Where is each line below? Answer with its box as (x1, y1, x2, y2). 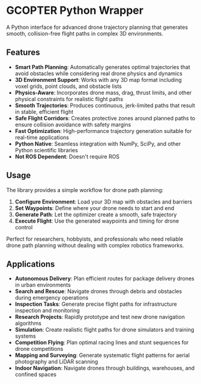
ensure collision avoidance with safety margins (14, 121, 131, 128)
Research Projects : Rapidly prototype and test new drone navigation (14, 314, 185, 321)
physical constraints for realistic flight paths (14, 95, 124, 102)
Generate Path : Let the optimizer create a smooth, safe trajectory (14, 211, 177, 218)
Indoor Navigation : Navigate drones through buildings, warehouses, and (14, 365, 195, 372)
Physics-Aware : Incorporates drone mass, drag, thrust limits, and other (14, 88, 192, 96)
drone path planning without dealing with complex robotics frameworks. (6, 241, 184, 249)
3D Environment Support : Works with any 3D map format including (14, 76, 182, 83)
